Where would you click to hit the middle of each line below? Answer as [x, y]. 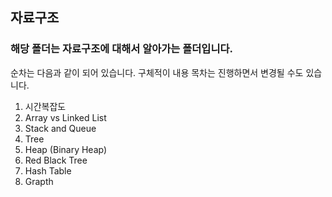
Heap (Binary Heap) [66, 149]
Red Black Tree [56, 160]
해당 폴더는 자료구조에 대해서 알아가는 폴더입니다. [121, 49]
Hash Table [48, 170]
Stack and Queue [60, 128]
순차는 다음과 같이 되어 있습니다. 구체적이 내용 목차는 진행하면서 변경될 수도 [157, 72]
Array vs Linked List [65, 117]
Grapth [39, 181]
